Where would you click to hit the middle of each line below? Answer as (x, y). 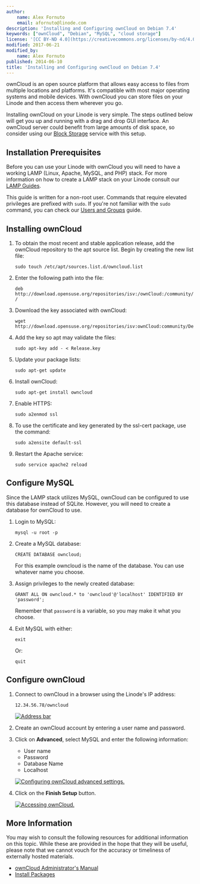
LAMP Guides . (24, 186)
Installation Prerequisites (54, 152)
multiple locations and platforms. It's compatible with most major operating (98, 91)
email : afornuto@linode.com (51, 23)
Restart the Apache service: (49, 454)
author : (16, 12)
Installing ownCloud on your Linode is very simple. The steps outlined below (100, 115)
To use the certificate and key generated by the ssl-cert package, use (100, 425)
